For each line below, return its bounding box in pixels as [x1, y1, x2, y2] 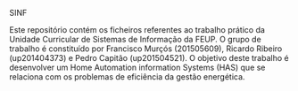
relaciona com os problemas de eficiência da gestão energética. [9, 72, 245, 82]
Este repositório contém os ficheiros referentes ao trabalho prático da [9, 25, 266, 34]
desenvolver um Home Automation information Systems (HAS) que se [9, 62, 266, 72]
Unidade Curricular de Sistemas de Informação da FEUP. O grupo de [9, 34, 261, 44]
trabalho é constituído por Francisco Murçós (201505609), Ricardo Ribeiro [9, 43, 283, 54]
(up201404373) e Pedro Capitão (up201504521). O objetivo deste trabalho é [9, 53, 289, 63]
